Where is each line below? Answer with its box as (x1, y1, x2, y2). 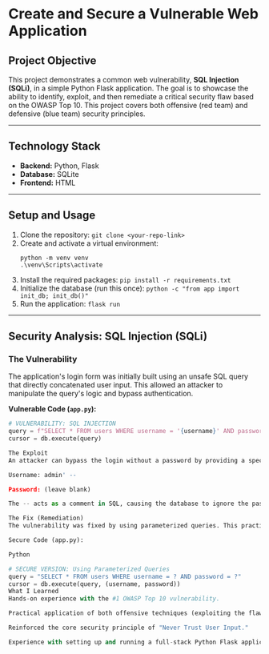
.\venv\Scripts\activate (19, 261, 103, 269)
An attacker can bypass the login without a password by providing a (8, 456, 246, 464)
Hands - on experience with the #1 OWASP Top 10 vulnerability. (8, 595, 220, 603)
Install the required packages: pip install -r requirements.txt (19, 275, 231, 284)
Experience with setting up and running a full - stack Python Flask (8, 638, 239, 646)
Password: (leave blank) (8, 485, 91, 493)
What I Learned (8, 588, 59, 596)
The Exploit (8, 449, 48, 457)
